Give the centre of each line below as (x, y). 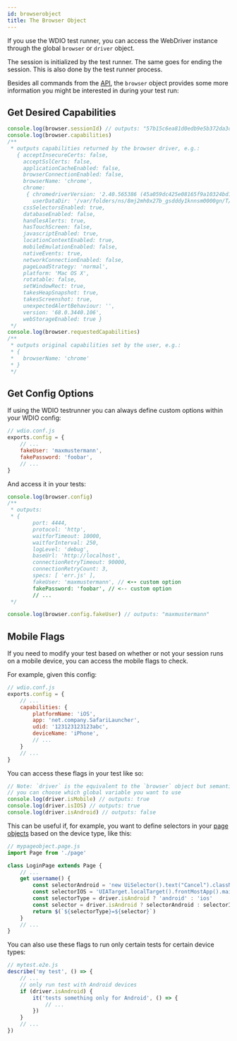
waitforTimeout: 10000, (67, 536)
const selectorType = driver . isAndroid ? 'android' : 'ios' (123, 898)
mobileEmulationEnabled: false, (71, 247)
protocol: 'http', (60, 529)
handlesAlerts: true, (55, 221)
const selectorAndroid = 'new (77, 885)
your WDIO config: (34, 418)
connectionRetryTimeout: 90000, (80, 562)
